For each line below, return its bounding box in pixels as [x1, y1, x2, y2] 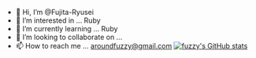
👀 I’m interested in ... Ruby [15, 16, 101, 25]
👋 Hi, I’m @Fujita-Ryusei [15, 8, 95, 16]
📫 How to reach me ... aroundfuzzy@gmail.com [15, 42, 173, 50]
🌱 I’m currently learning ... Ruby [15, 24, 118, 33]
